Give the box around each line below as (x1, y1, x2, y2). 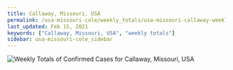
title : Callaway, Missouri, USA (7, 10, 101, 17)
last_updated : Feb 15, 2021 (7, 23, 89, 30)
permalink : (7, 17, 39, 24)
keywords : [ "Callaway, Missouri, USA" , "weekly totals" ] (7, 29, 175, 37)
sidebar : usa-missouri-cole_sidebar (7, 36, 113, 43)
